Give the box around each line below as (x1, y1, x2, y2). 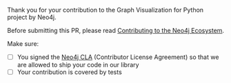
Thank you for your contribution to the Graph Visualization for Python (7, 6, 204, 14)
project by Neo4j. (7, 13, 57, 21)
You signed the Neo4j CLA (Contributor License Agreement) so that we (17, 53, 219, 61)
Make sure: (7, 40, 39, 47)
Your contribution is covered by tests (17, 68, 122, 76)
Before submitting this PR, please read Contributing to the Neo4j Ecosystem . (7, 27, 225, 34)
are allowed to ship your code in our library (17, 61, 139, 69)
